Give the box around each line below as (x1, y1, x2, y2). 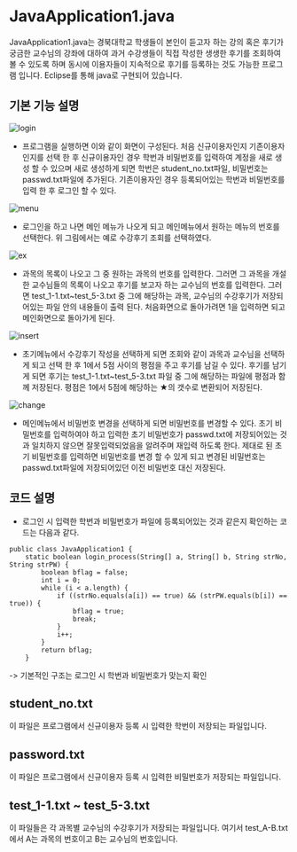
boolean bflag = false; (41, 567, 129, 577)
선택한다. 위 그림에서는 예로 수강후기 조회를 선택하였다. (21, 232, 212, 243)
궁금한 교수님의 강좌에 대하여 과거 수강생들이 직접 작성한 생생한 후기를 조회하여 (9, 47, 282, 59)
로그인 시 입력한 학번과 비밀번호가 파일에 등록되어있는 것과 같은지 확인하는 (21, 516, 278, 527)
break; (72, 614, 98, 623)
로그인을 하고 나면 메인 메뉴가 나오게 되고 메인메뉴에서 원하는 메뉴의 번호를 (21, 221, 281, 231)
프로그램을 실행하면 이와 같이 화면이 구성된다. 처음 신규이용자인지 (21, 140, 247, 152)
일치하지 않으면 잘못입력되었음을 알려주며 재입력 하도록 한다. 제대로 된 (31, 440, 273, 450)
